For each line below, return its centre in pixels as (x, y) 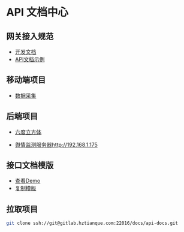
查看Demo (28, 181)
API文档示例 (30, 59)
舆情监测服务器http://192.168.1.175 (56, 144)
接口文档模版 (30, 165)
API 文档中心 (37, 12)
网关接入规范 (30, 36)
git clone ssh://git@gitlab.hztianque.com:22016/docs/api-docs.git (92, 223)
